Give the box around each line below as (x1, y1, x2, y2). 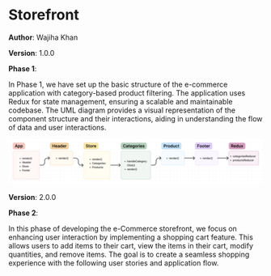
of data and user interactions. (8, 122, 107, 132)
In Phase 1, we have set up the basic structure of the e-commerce (8, 79, 228, 89)
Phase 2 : (8, 208, 39, 218)
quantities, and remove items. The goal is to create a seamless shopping (8, 249, 250, 259)
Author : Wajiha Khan (8, 32, 78, 42)
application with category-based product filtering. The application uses (8, 87, 246, 98)
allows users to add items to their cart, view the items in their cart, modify (8, 240, 253, 250)
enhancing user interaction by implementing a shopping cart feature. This (8, 232, 253, 242)
